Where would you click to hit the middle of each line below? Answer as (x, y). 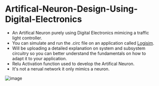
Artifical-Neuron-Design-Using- (72, 9)
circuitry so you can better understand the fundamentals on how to (79, 53)
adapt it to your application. (39, 58)
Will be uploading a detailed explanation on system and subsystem (79, 48)
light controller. (27, 38)
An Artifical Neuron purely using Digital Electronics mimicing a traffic (80, 33)
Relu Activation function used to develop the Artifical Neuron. (73, 64)
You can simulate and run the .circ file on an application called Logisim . (83, 43)
